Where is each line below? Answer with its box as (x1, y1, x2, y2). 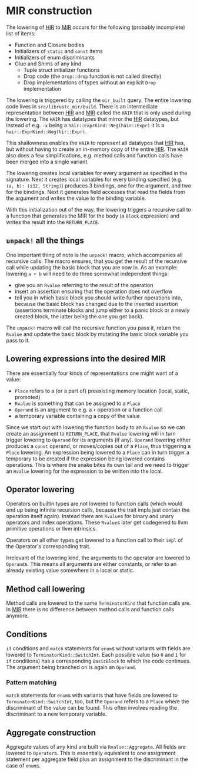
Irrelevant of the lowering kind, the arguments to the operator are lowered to (6, 554, 191, 561)
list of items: (6, 29, 36, 37)
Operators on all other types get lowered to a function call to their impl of (6, 536, 183, 544)
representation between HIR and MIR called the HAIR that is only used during (6, 109, 191, 116)
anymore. (6, 612, 29, 620)
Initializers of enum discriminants (14, 54, 95, 61)
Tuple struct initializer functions (23, 66, 100, 73)
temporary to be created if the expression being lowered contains (6, 455, 165, 462)
